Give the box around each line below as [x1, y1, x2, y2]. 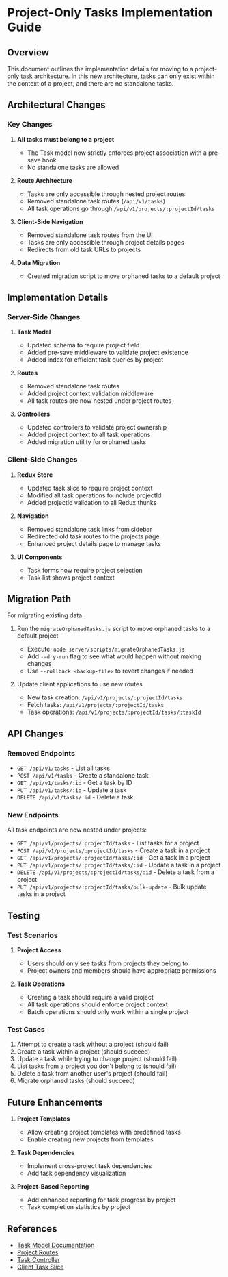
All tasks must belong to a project [16, 135, 115, 143]
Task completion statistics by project [27, 1203, 131, 1211]
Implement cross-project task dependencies [27, 1162, 152, 1170]
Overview [7, 47, 50, 58]
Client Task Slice [16, 1263, 64, 1272]
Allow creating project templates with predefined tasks [27, 1128, 181, 1137]
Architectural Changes [7, 99, 106, 111]
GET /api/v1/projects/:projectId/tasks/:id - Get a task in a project [16, 854, 210, 862]
